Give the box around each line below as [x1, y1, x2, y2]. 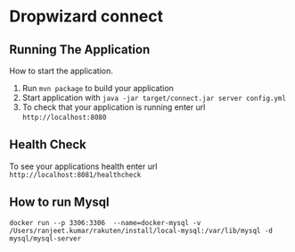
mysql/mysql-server [9, 234, 82, 243]
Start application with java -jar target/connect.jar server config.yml [21, 92, 287, 103]
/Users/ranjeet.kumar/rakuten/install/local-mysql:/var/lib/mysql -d [9, 226, 274, 235]
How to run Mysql [9, 195, 110, 210]
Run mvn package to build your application [21, 83, 174, 93]
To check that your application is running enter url [21, 102, 206, 113]
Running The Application [9, 42, 151, 57]
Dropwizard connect [9, 6, 163, 27]
